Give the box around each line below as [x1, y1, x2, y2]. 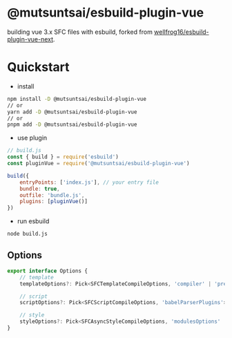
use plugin [17, 133, 48, 142]
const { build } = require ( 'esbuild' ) [7, 153, 119, 160]
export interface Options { [7, 267, 88, 274]
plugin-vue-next [7, 35, 54, 43]
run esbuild [17, 217, 50, 225]
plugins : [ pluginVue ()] [19, 198, 88, 205]
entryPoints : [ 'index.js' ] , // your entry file [19, 178, 159, 186]
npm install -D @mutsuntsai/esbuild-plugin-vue [7, 95, 147, 102]
